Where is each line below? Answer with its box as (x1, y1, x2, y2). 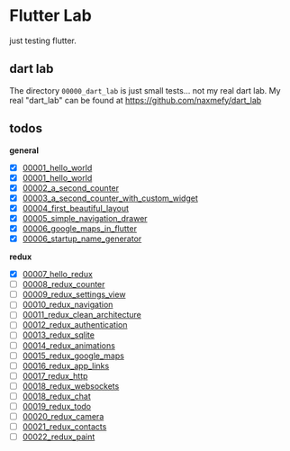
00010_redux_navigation (22, 299, 113, 311)
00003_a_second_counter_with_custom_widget (22, 193, 198, 203)
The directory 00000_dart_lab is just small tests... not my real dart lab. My (9, 85, 281, 95)
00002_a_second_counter (22, 182, 120, 194)
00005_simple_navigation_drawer (22, 212, 148, 223)
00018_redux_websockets (22, 380, 120, 392)
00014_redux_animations (22, 339, 115, 351)
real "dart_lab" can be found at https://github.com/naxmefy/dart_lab (9, 95, 262, 105)
